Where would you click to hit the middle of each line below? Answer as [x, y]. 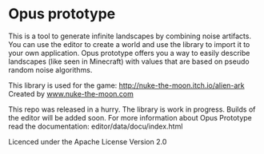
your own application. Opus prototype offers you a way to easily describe [129, 53]
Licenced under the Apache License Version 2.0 [88, 141]
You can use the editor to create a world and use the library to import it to [129, 44]
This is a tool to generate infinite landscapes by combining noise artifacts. [130, 36]
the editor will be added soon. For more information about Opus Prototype [130, 117]
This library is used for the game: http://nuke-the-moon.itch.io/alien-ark [127, 85]
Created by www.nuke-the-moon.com [71, 93]
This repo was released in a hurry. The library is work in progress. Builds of [132, 109]
